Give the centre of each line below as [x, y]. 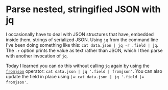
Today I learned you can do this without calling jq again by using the [78, 66]
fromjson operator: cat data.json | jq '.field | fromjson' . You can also [84, 71]
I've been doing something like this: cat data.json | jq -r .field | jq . [82, 45]
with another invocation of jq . [37, 56]
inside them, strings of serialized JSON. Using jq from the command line [82, 40]
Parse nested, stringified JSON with [83, 9]
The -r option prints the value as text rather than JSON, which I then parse [84, 50]
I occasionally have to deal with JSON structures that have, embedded [80, 34]
